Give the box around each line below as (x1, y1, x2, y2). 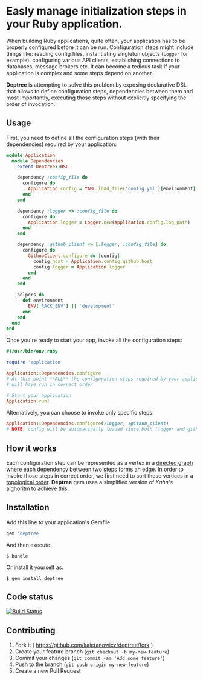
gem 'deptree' (6, 530, 42, 536)
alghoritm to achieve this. (6, 485, 69, 492)
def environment (22, 298, 63, 304)
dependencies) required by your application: (6, 141, 117, 148)
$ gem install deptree (6, 575, 63, 581)
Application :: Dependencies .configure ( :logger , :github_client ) (6, 421, 169, 427)
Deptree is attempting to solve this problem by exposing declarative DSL (6, 81, 187, 88)
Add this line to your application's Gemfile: (6, 518, 112, 525)
